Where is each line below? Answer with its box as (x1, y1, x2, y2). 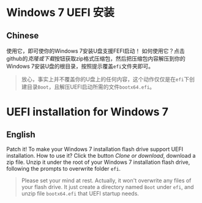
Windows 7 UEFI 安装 (6, 6, 114, 20)
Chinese (6, 30, 39, 40)
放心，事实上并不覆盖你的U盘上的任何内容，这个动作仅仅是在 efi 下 (21, 76, 190, 83)
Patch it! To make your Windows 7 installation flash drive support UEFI (6, 146, 184, 153)
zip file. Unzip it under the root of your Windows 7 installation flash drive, (6, 158, 190, 166)
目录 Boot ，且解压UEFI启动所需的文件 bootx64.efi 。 (26, 83, 155, 90)
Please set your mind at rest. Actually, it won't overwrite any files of (21, 177, 192, 184)
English (6, 129, 36, 139)
